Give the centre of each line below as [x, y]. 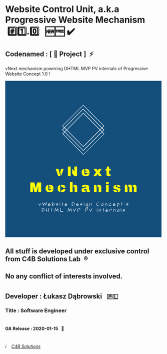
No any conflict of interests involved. [64, 276]
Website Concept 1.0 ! [28, 74]
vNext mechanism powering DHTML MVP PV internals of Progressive [77, 68]
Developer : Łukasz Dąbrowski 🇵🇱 [62, 296]
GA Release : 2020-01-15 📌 [35, 328]
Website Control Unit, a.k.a [62, 9]
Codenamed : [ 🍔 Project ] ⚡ [49, 54]
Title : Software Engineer [36, 310]
